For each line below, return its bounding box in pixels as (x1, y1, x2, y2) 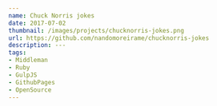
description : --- (8, 41, 66, 49)
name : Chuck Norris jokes (8, 11, 94, 20)
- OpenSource (8, 85, 52, 94)
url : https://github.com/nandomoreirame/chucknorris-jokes (8, 33, 210, 42)
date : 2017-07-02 (8, 19, 66, 27)
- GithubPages (8, 78, 56, 86)
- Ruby (8, 64, 30, 72)
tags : (8, 49, 26, 57)
